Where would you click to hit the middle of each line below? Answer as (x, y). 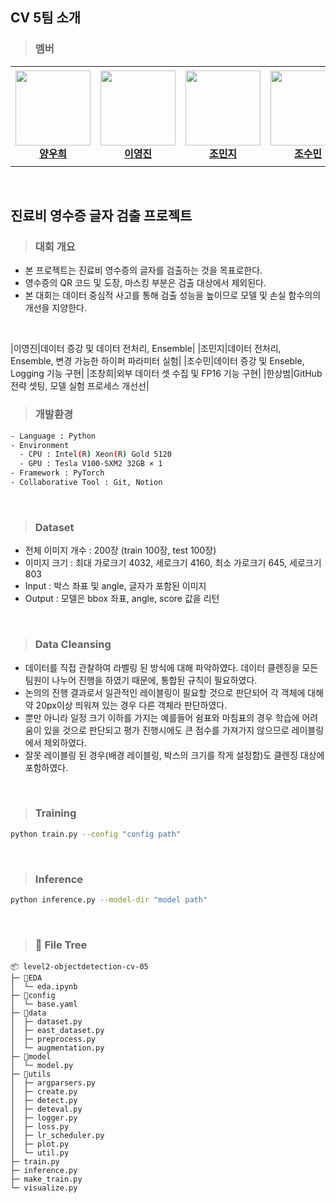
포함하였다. (46, 767)
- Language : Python (53, 436)
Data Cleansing (73, 645)
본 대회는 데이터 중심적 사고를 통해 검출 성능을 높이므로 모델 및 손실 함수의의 (173, 295)
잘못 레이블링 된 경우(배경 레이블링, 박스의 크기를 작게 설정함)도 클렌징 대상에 (174, 755)
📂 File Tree (61, 945)
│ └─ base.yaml (44, 1004)
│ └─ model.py (42, 1066)
